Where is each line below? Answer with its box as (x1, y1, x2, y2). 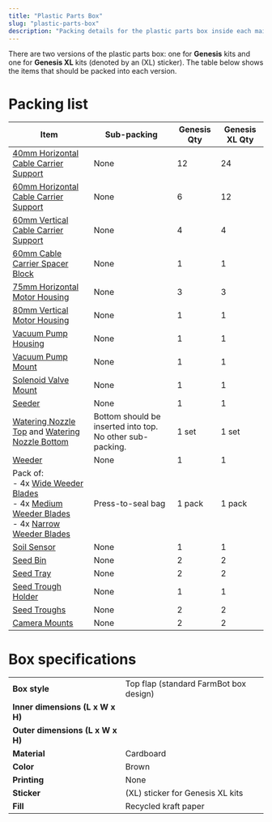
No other (93, 431, 128, 442)
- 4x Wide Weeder (12, 478, 83, 489)
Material (12, 748, 45, 760)
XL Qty (226, 134, 254, 146)
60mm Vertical (12, 215, 69, 226)
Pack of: (12, 467, 45, 479)
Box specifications (8, 650, 137, 668)
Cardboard (125, 748, 167, 760)
